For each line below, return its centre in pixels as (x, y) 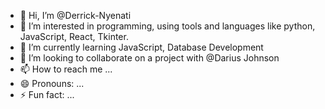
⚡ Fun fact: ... (47, 94)
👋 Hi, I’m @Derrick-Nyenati (75, 15)
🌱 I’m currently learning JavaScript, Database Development (141, 47)
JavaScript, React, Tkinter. (74, 36)
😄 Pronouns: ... (52, 83)
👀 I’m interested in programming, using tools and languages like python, (167, 26)
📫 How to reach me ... (66, 69)
